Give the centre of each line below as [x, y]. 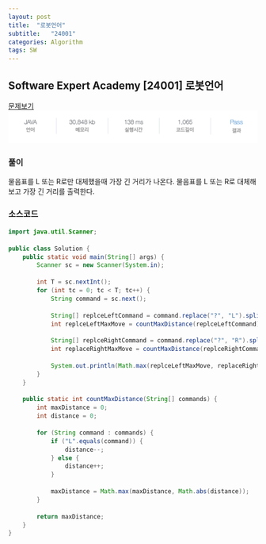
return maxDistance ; [70, 516]
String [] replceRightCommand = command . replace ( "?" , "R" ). [150, 341]
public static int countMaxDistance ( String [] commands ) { [120, 399]
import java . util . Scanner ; [53, 231]
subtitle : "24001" [42, 33]
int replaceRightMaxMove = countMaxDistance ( [127, 349]
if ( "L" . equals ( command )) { [97, 441]
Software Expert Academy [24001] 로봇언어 [116, 85]
